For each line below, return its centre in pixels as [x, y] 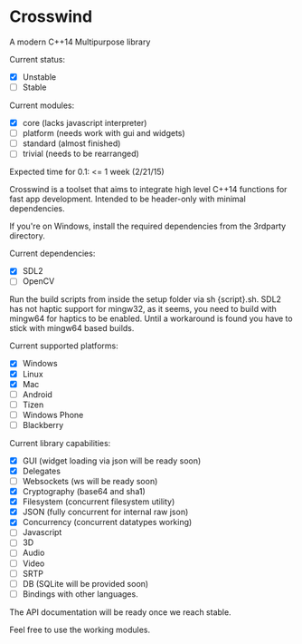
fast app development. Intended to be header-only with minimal [127, 199]
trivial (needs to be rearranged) [81, 154]
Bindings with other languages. [80, 594]
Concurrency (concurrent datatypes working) [107, 522]
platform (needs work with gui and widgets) [104, 133]
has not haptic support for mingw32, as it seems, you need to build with [143, 309]
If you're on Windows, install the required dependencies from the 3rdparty [148, 226]
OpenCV [38, 281]
